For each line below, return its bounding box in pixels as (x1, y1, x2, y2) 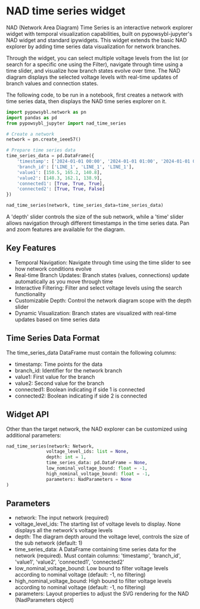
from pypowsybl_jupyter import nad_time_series (6, 120, 127, 126)
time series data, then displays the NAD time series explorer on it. (6, 97, 167, 105)
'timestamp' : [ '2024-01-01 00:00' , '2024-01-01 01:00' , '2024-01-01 (17, 159, 190, 164)
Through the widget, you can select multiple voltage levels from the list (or (6, 54, 189, 61)
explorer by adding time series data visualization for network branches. (6, 43, 181, 50)
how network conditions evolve (14, 265, 92, 272)
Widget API (6, 409, 49, 420)
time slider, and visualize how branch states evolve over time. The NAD (6, 67, 180, 74)
